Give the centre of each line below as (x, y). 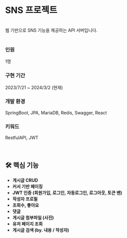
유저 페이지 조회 (28, 224)
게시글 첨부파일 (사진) (33, 218)
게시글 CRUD (25, 180)
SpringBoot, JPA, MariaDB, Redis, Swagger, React (56, 113)
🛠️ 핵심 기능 (22, 165)
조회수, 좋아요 (26, 205)
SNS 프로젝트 (31, 10)
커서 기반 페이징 (28, 186)
